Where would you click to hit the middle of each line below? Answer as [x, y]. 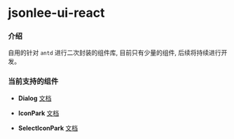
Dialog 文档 [35, 98]
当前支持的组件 [33, 81]
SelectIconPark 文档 [48, 128]
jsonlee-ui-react [56, 13]
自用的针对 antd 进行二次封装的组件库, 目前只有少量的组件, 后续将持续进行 [115, 53]
